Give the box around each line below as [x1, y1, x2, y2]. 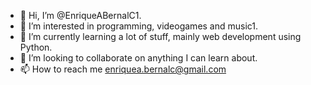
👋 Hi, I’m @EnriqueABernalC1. [19, 10, 142, 21]
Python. [19, 41, 53, 53]
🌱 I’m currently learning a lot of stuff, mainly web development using [19, 31, 302, 42]
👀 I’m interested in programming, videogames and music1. [19, 20, 259, 32]
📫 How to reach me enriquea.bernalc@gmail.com [19, 63, 227, 75]
